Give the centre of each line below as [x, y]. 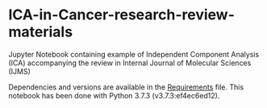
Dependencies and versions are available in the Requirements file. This [126, 87]
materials [41, 32]
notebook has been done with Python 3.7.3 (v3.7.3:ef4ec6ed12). [114, 95]
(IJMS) [19, 71]
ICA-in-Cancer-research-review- [122, 15]
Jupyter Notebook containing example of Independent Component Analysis [134, 54]
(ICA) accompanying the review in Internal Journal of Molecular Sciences [130, 63]
